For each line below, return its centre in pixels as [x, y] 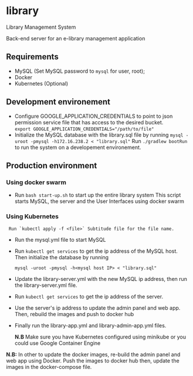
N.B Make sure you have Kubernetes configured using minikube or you [100, 337]
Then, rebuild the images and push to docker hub [74, 314]
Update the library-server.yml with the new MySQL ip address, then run [101, 279]
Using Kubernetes [32, 216]
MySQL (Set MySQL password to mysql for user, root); [80, 71]
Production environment [52, 165]
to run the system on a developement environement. [78, 147]
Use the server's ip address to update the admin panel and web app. [97, 308]
